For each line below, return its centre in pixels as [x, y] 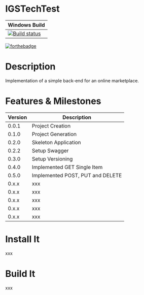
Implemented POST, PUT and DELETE [77, 175]
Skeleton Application [57, 142]
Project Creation [51, 126]
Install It [22, 239]
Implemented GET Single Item [67, 167]
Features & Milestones [53, 101]
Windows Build [26, 25]
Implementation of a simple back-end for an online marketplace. [72, 80]
